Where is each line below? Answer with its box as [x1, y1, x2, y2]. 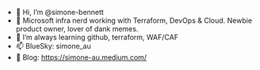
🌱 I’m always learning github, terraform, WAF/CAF [15, 32, 178, 42]
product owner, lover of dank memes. [15, 24, 139, 33]
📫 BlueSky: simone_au [15, 42, 91, 50]
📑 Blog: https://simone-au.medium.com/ [15, 53, 147, 62]
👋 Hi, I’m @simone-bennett [15, 8, 105, 17]
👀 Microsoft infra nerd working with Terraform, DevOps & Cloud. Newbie [15, 16, 252, 25]
